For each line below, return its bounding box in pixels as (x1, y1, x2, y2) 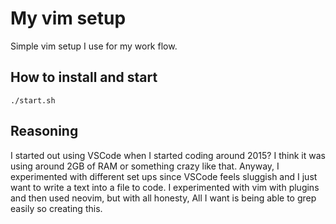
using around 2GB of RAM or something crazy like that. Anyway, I (10, 160, 280, 172)
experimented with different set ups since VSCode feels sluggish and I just (10, 170, 318, 182)
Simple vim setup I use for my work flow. (10, 40, 178, 52)
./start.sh (10, 95, 56, 106)
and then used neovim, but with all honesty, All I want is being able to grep (10, 192, 317, 204)
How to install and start (10, 69, 158, 86)
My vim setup (10, 7, 127, 30)
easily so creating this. (10, 202, 103, 214)
